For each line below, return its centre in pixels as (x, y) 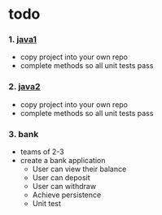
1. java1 (23, 40)
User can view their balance (79, 169)
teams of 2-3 (42, 152)
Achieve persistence (67, 195)
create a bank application (63, 161)
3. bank (24, 134)
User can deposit (61, 178)
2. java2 (24, 87)
